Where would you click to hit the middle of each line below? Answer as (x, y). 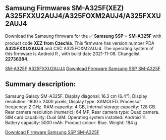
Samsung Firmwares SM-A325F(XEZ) (64, 8)
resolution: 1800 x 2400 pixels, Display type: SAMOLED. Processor (73, 101)
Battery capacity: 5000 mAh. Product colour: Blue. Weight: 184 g (71, 122)
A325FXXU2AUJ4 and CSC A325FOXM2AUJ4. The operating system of (80, 48)
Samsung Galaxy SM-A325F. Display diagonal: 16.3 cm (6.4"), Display (76, 96)
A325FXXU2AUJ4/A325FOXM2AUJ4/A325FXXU (83, 16)
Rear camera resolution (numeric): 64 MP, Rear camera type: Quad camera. (82, 112)
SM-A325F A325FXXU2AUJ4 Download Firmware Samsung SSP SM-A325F (83, 69)
